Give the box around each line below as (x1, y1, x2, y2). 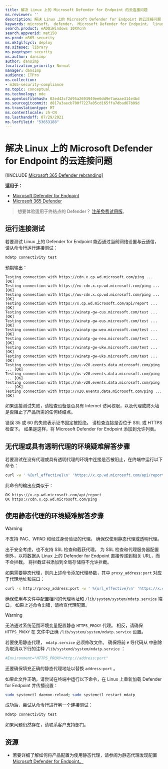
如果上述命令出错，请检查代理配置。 (14, 602, 90, 608)
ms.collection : (5, 77, 37, 82)
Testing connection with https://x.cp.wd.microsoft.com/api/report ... (5, 301, 157, 306)
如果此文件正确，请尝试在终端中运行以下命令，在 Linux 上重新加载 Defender (5, 676, 162, 682)
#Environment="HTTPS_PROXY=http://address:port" (5, 655, 108, 661)
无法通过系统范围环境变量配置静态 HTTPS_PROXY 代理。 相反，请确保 (5, 622, 143, 628)
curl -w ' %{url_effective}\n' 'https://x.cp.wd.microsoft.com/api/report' (5, 473, 166, 478)
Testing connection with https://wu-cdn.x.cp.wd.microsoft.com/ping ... (5, 292, 160, 297)
